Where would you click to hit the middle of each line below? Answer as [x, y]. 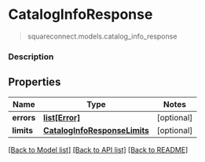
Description [31, 57]
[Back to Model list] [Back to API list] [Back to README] [98, 149]
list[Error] [62, 117]
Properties [35, 82]
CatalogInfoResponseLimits [96, 130]
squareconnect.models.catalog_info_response [102, 36]
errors [24, 117]
